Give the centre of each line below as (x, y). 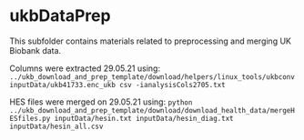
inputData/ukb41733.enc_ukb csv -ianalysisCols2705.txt (117, 85)
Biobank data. (35, 50)
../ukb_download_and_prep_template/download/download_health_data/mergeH (152, 110)
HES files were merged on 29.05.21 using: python (101, 102)
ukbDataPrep (60, 16)
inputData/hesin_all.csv (56, 126)
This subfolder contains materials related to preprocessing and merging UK (150, 41)
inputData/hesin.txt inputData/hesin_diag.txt (144, 118)
